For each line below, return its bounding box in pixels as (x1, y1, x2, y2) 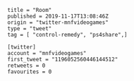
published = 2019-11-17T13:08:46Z (7, 13, 109, 20)
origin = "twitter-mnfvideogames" (7, 19, 109, 26)
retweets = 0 (7, 62, 46, 69)
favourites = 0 (7, 68, 52, 75)
